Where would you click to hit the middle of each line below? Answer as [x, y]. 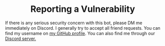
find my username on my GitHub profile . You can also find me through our [80, 33]
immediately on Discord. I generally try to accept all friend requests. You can [83, 28]
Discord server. [21, 39]
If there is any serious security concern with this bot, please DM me [74, 23]
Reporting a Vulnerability [83, 9]
